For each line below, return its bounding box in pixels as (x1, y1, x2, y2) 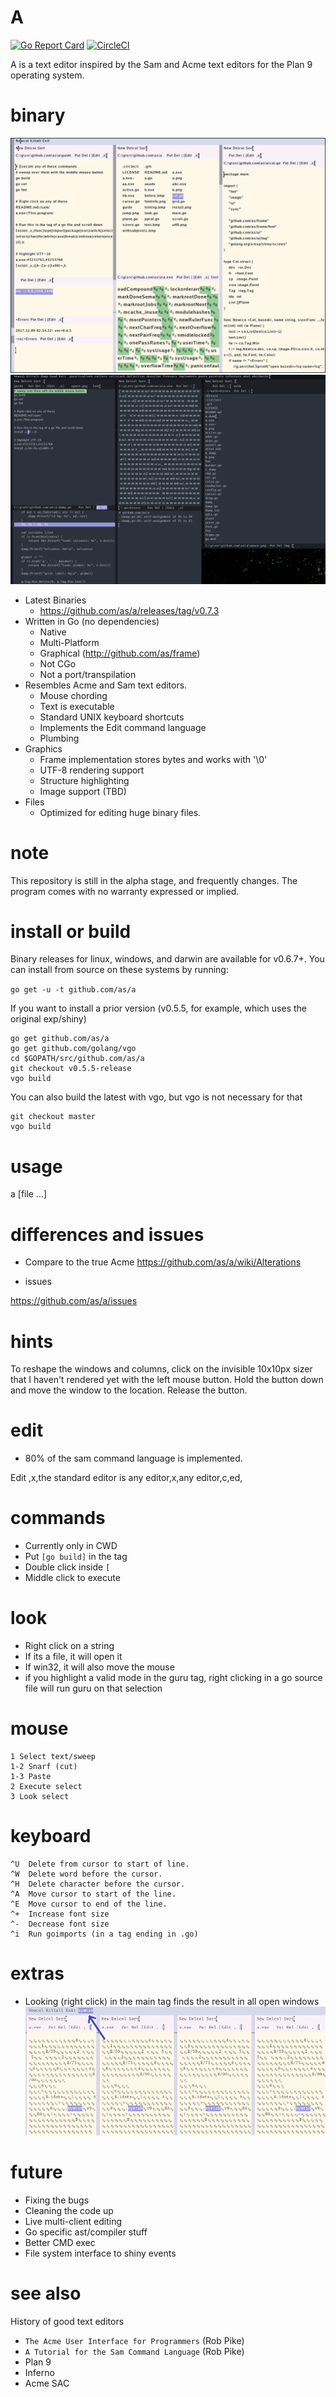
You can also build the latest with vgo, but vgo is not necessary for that (10, 1091, 303, 1103)
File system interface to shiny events (24, 2247, 177, 2259)
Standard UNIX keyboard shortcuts (39, 711, 185, 723)
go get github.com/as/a (10, 1034, 110, 1044)
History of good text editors (10, 2315, 125, 2327)
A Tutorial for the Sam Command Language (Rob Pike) (24, 2345, 245, 2357)
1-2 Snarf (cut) (10, 1762, 78, 1772)
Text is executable (39, 700, 115, 712)
